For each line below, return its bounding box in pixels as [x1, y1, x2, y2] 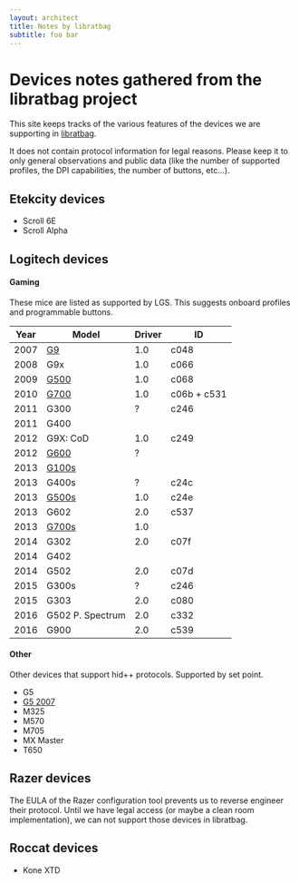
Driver [134, 328, 162, 340]
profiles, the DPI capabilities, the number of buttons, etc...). [9, 165, 230, 176]
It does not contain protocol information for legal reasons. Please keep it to [9, 146, 288, 157]
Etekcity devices [9, 191, 106, 207]
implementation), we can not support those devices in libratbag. [9, 814, 248, 825]
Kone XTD [22, 864, 61, 876]
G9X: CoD [46, 432, 90, 445]
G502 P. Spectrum [46, 609, 126, 622]
